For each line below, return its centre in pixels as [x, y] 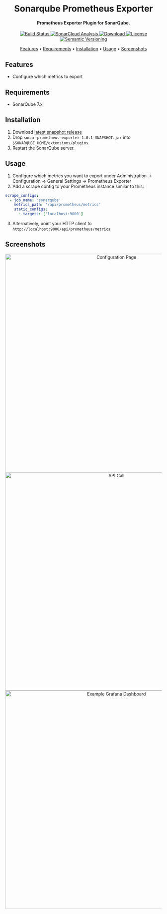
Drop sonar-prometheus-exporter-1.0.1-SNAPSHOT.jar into [71, 137]
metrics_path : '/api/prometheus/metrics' [57, 205]
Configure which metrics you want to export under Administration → [82, 176]
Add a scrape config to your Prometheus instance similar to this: [78, 186]
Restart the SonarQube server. [43, 148]
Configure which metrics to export [47, 77]
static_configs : [31, 209]
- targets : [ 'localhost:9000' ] [51, 214]
